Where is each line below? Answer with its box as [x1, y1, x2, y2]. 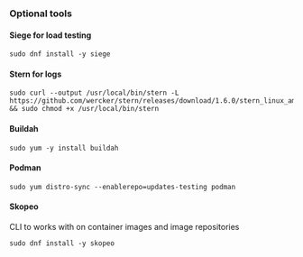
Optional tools [9, 7, 72, 20]
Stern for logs [9, 69, 62, 79]
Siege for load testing [9, 30, 92, 41]
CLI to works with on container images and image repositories [9, 221, 240, 232]
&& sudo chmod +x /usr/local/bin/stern [9, 105, 160, 114]
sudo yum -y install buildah [9, 143, 119, 152]
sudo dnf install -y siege [9, 50, 111, 59]
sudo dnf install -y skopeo [9, 238, 115, 248]
